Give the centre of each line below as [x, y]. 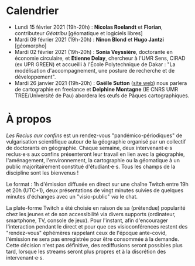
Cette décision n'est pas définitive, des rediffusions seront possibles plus [95, 245]
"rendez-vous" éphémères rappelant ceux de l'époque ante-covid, [86, 233]
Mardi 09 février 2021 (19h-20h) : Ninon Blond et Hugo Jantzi [89, 39]
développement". [35, 77]
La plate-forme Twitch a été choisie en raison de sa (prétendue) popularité [96, 208]
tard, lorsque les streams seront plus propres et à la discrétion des [86, 251]
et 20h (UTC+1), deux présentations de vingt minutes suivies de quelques [95, 190]
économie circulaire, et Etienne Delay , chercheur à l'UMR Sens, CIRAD [100, 58]
